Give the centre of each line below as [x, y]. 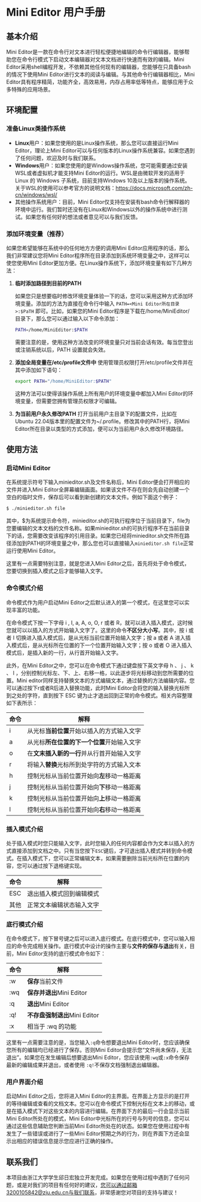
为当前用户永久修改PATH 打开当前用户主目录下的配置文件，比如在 [96, 413]
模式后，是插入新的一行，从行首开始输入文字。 [64, 652]
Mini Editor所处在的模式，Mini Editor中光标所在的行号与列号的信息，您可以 [98, 1119]
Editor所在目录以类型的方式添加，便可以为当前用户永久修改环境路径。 [101, 428]
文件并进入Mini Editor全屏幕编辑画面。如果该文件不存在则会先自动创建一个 [98, 490]
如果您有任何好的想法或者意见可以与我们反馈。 [83, 217]
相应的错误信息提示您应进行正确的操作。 [66, 1141]
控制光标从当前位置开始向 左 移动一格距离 [84, 776]
